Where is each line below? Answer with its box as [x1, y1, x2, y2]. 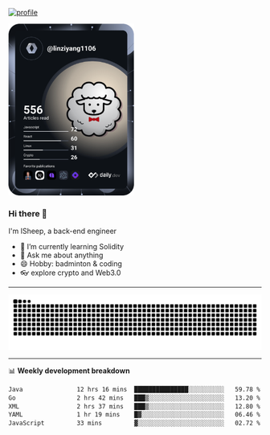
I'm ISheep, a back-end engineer [8, 226, 117, 236]
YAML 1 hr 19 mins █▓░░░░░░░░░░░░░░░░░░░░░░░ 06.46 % [8, 411, 261, 419]
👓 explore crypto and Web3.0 [19, 268, 121, 277]
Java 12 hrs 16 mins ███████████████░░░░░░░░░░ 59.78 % [8, 385, 261, 393]
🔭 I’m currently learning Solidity [19, 242, 125, 252]
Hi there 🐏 [8, 207, 48, 219]
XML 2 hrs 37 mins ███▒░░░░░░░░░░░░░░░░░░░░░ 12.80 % [8, 402, 261, 410]
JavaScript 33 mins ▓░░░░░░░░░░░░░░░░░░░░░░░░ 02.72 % [8, 419, 261, 428]
